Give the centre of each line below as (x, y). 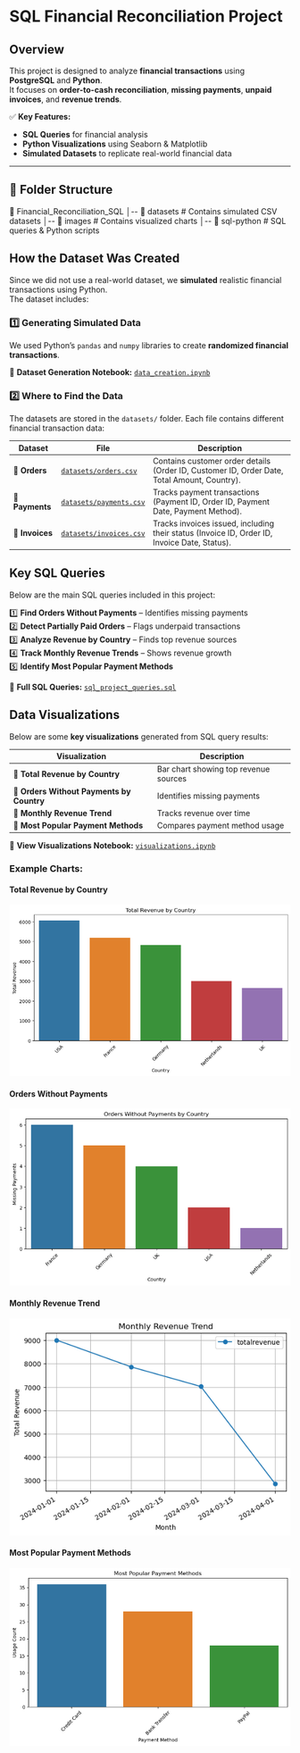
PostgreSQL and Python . (56, 80)
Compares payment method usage (221, 826)
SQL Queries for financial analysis (85, 134)
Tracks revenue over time (204, 813)
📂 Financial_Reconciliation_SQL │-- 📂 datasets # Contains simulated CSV (143, 211)
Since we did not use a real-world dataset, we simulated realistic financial (146, 280)
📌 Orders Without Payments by (72, 791)
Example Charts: (46, 868)
